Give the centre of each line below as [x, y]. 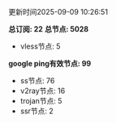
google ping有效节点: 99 [50, 64]
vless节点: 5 [40, 46]
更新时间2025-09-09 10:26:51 [58, 12]
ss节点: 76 [37, 81]
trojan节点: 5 [41, 101]
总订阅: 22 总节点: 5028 [49, 29]
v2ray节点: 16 [43, 91]
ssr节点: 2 [37, 111]
